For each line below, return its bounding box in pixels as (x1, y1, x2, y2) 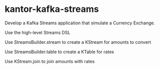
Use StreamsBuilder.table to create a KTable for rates (4, 49, 114, 55)
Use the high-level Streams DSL (4, 29, 70, 35)
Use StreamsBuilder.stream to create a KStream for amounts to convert (4, 39, 151, 45)
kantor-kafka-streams (4, 3, 99, 15)
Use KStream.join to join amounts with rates (4, 58, 95, 64)
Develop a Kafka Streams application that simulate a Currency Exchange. (4, 20, 155, 26)
